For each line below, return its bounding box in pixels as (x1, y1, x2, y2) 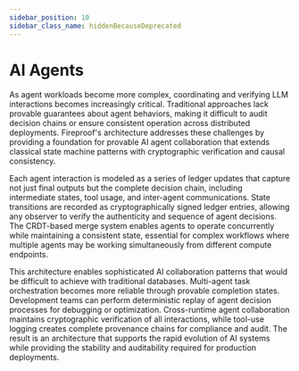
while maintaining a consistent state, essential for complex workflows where (9, 230, 290, 241)
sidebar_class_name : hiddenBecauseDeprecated (9, 21, 181, 30)
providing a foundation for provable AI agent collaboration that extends (9, 137, 270, 148)
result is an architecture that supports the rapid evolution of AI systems (9, 333, 270, 344)
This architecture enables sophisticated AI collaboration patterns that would (9, 266, 288, 277)
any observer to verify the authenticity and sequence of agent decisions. (9, 211, 277, 222)
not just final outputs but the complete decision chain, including (9, 182, 243, 193)
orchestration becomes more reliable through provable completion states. (9, 285, 280, 296)
